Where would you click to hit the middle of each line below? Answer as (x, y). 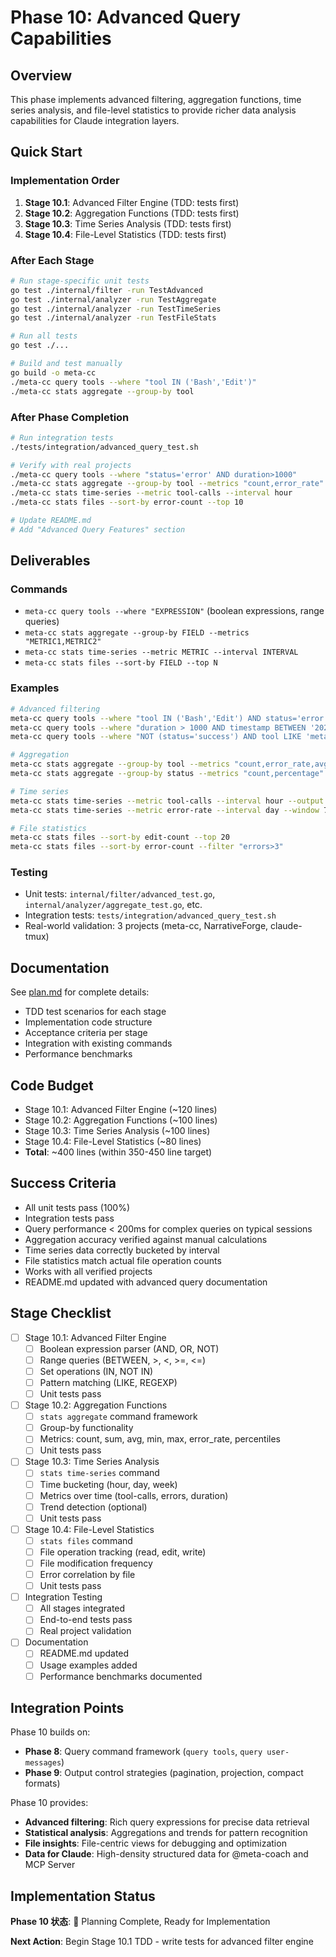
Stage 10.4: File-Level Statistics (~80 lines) (113, 1142)
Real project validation (85, 1631)
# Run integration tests (62, 437)
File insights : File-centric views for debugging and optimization (155, 1843)
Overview (41, 75)
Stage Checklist (61, 1313)
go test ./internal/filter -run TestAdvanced (106, 290)
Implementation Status (83, 1896)
